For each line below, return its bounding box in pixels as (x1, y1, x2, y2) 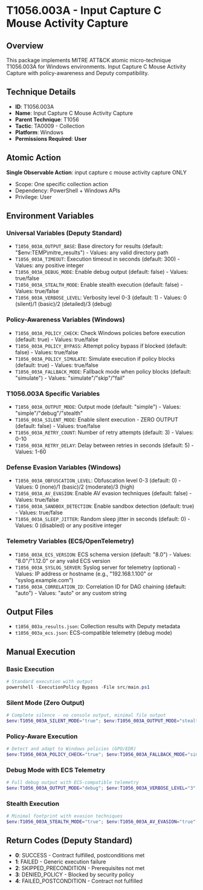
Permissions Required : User (14, 135, 87, 142)
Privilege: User (14, 193, 53, 200)
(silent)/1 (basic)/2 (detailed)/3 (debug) (14, 300, 112, 308)
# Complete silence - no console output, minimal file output (6, 712, 166, 718)
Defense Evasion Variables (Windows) (6, 463, 121, 472)
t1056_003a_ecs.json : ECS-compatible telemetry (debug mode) (14, 629, 172, 637)
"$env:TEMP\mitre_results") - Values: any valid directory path (14, 249, 169, 256)
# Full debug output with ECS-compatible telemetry (6, 779, 139, 786)
